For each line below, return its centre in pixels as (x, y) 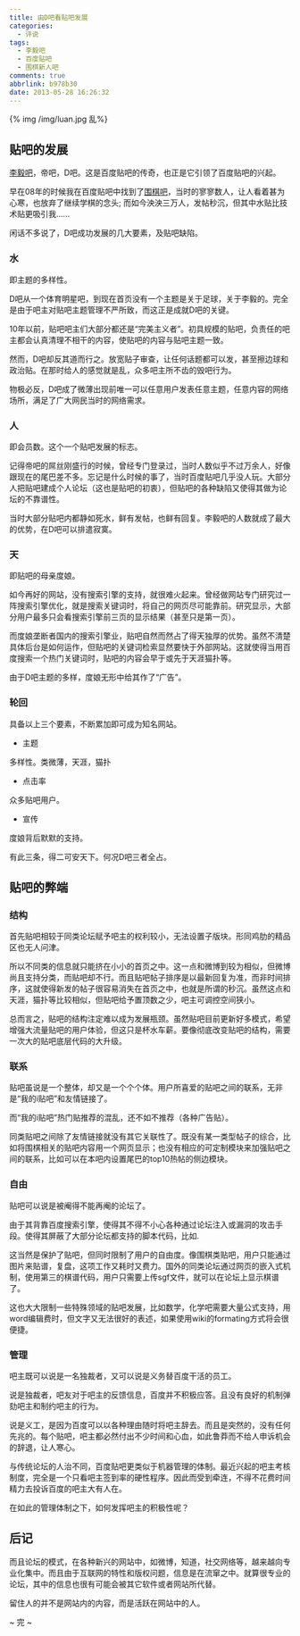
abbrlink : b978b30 (43, 84)
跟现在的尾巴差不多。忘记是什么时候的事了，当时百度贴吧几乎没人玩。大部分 (150, 476)
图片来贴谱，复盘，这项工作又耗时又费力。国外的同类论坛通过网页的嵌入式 (146, 1265)
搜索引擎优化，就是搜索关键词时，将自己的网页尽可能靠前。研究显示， (146, 606)
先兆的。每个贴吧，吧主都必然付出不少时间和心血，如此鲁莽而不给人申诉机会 (150, 1436)
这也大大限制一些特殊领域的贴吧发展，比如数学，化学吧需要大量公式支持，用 (150, 1307)
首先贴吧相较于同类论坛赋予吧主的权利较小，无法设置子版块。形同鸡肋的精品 (150, 936)
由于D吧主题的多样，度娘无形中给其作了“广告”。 (98, 677)
